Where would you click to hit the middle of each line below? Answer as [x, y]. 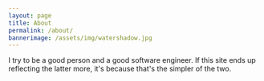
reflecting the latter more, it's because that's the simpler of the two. [120, 69]
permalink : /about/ [41, 30]
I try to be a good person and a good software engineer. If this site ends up [132, 60]
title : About [30, 23]
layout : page [30, 15]
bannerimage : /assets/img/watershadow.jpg [80, 38]
